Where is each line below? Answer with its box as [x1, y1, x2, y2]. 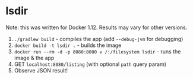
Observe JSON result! [14, 67, 68, 74]
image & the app [14, 54, 55, 61]
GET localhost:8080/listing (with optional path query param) [14, 61, 167, 68]
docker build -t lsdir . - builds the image [14, 42, 122, 49]
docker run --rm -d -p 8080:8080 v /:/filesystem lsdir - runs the [14, 48, 181, 55]
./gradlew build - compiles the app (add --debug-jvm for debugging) [14, 35, 183, 42]
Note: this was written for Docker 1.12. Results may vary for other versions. [5, 24, 188, 31]
